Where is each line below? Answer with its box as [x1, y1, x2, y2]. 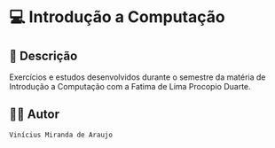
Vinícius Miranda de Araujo [9, 130, 114, 139]
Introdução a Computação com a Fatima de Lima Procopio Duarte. [9, 82, 251, 91]
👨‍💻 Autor [9, 107, 60, 122]
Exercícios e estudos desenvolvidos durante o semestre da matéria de [9, 72, 266, 82]
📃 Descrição [9, 48, 78, 63]
